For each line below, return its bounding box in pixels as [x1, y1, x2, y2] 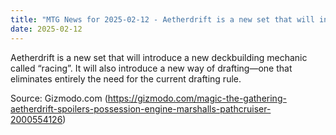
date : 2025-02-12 [10, 24, 83, 34]
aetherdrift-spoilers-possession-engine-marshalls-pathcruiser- [10, 102, 272, 115]
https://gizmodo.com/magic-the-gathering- [107, 92, 287, 104]
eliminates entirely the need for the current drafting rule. [10, 72, 242, 85]
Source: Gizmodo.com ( [10, 92, 108, 104]
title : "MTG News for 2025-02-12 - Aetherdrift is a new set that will [10, 14, 315, 25]
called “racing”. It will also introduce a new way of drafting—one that [10, 62, 293, 74]
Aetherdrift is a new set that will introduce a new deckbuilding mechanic [10, 51, 308, 63]
